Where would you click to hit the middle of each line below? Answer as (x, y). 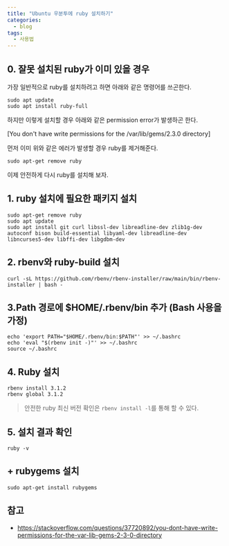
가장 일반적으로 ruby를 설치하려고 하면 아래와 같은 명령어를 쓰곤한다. (99, 87)
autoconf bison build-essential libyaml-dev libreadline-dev (97, 233)
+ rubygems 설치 (43, 471)
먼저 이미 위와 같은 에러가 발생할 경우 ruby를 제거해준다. (83, 148)
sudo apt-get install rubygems (52, 488)
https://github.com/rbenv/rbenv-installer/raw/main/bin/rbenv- (128, 279)
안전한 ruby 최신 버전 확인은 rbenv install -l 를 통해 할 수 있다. (111, 408)
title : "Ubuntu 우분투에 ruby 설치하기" (61, 13)
